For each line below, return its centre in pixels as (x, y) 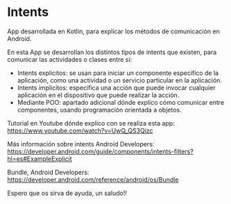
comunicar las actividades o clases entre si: (70, 59)
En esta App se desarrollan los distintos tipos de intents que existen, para (112, 52)
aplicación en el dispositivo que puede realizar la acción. (98, 95)
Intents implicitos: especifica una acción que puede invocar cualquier (116, 87)
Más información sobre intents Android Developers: (81, 144)
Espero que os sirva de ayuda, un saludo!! (67, 193)
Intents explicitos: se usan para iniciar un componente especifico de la (118, 73)
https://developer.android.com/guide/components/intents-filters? (101, 151)
